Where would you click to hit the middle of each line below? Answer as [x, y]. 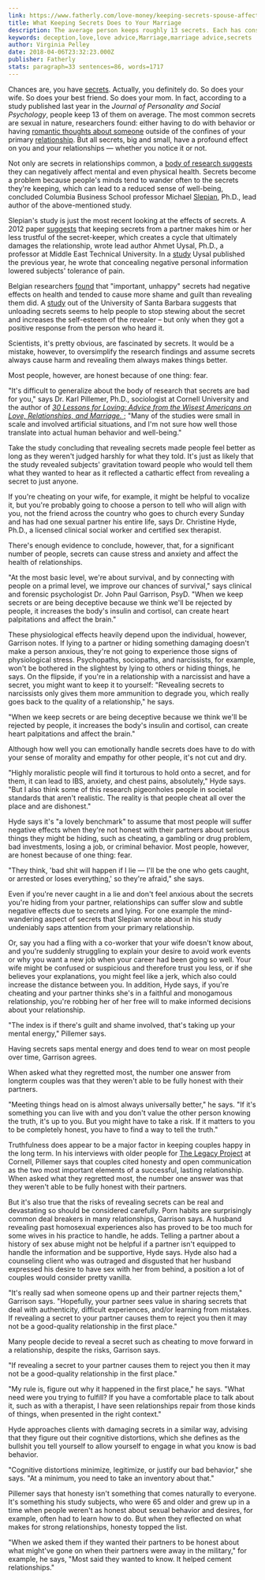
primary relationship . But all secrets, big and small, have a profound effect [128, 140]
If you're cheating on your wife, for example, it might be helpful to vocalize [129, 496]
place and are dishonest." [50, 806]
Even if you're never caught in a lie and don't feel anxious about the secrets [131, 894]
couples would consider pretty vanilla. [70, 1277]
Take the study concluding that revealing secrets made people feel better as [132, 447]
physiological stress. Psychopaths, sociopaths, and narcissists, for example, [132, 659]
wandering [26, 919]
